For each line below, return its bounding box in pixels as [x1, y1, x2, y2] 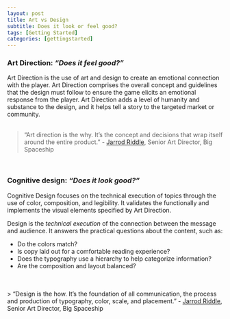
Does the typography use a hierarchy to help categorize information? [16, 255, 212, 263]
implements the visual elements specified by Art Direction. [7, 206, 172, 214]
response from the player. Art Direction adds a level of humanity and [7, 95, 200, 104]
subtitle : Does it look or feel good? [7, 23, 118, 29]
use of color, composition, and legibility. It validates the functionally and [7, 198, 209, 206]
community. [7, 110, 40, 119]
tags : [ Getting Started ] [7, 29, 78, 36]
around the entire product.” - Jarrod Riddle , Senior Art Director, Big [23, 138, 213, 146]
